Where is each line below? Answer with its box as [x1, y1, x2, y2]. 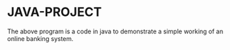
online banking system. [7, 34, 74, 42]
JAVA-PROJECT [7, 4, 102, 20]
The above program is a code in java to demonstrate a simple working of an [7, 27, 224, 35]
